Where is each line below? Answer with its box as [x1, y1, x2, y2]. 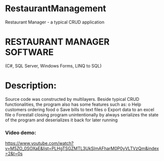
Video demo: [5, 129, 37, 136]
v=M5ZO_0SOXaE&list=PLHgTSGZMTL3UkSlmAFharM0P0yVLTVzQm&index [5, 145, 159, 152]
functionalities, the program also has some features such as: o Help [5, 101, 141, 107]
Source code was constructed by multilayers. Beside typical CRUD [5, 96, 140, 102]
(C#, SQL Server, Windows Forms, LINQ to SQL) [5, 63, 102, 69]
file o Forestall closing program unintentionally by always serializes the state [5, 112, 159, 117]
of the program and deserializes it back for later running [5, 117, 118, 123]
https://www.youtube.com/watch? [5, 140, 74, 146]
